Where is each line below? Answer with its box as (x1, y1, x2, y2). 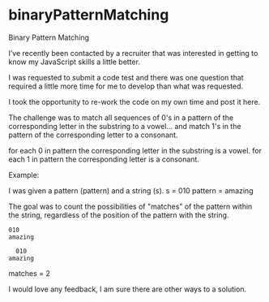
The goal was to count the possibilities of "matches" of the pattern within (8, 201, 253, 211)
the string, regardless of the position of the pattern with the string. (8, 209, 229, 220)
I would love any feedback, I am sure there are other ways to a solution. (8, 284, 247, 294)
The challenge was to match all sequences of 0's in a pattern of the (8, 112, 233, 123)
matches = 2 (8, 268, 51, 278)
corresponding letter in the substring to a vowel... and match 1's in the (8, 121, 241, 131)
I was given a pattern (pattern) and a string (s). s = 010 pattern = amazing (8, 185, 254, 196)
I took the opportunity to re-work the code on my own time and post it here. (8, 97, 261, 106)
